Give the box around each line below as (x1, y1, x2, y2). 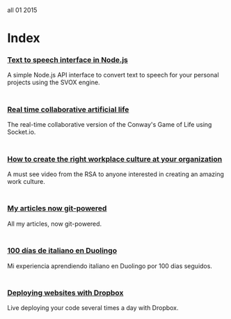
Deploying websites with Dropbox (7, 288, 124, 297)
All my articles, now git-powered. (7, 219, 102, 228)
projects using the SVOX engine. (7, 78, 100, 86)
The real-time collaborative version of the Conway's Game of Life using (7, 120, 212, 129)
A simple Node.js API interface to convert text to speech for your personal (7, 71, 219, 79)
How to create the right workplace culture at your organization (7, 154, 223, 164)
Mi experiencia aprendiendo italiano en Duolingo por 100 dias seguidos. (7, 261, 212, 270)
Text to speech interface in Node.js (7, 55, 129, 65)
